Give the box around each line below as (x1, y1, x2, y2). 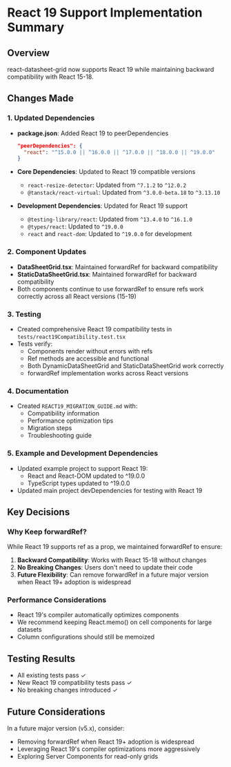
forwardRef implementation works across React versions (27, 369, 189, 377)
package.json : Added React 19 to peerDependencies (17, 129, 169, 137)
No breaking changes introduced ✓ (17, 686, 119, 695)
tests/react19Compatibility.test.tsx (17, 333, 126, 340)
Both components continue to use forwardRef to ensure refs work (17, 284, 204, 293)
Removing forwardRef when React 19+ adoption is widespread (17, 737, 194, 746)
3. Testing (7, 309, 41, 319)
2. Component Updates (7, 247, 87, 257)
